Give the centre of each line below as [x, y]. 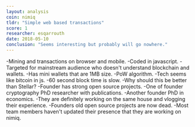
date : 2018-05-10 [27, 39]
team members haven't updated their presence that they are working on [94, 111]
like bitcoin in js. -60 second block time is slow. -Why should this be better [97, 80]
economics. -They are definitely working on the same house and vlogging [96, 99]
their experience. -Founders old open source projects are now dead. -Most [97, 105]
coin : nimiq [21, 17]
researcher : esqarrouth [35, 34]
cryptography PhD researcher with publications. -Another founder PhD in [95, 93]
